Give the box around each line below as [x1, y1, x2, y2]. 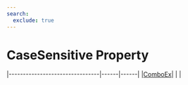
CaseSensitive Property [6, 47, 149, 63]
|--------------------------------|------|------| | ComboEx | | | [6, 70, 182, 79]
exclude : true [13, 17, 54, 24]
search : [6, 10, 30, 18]
